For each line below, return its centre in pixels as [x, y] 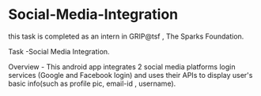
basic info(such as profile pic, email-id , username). [92, 83]
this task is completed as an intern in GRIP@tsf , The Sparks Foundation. [126, 36]
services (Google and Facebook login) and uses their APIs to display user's [130, 75]
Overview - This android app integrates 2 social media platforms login [122, 66]
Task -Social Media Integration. [59, 51]
